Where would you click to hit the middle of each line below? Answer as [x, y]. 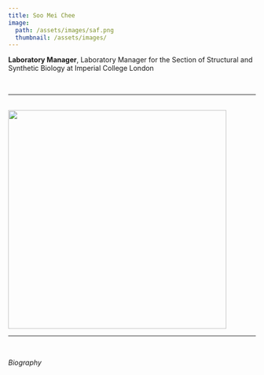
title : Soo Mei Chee [42, 15]
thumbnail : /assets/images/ [61, 37]
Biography [25, 362]
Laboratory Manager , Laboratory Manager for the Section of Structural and [130, 60]
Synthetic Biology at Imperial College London [81, 69]
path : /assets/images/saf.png [64, 30]
